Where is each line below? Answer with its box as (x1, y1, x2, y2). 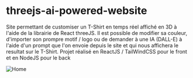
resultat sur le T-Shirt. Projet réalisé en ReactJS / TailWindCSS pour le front (6, 48, 187, 55)
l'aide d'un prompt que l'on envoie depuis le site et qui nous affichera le (6, 42, 179, 49)
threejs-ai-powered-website (6, 4, 147, 17)
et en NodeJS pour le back (6, 54, 71, 61)
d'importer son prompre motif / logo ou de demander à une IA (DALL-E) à (6, 36, 182, 42)
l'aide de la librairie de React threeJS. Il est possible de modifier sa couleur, (6, 29, 188, 36)
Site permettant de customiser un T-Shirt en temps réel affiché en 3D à (6, 23, 177, 30)
